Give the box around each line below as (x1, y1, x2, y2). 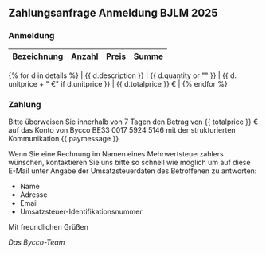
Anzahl (70, 51, 99, 62)
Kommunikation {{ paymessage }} (8, 133, 119, 143)
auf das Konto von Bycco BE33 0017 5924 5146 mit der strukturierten (8, 125, 237, 134)
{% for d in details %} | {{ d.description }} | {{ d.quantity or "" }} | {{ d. (8, 71, 237, 80)
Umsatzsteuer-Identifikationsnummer (19, 207, 143, 216)
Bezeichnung (12, 51, 64, 62)
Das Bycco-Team (8, 238, 65, 247)
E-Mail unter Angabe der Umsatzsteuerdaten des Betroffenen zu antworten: (8, 166, 257, 176)
